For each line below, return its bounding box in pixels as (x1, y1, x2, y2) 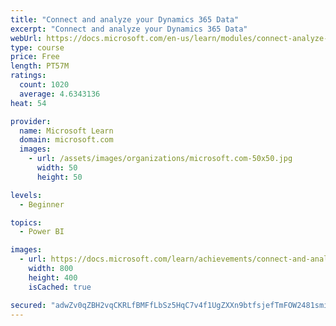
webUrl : (10, 33, 43, 43)
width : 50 (36, 163, 78, 173)
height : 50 (36, 172, 83, 182)
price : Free (10, 52, 60, 62)
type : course (10, 42, 65, 53)
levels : (10, 190, 43, 200)
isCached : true (28, 282, 92, 292)
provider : (10, 116, 52, 126)
